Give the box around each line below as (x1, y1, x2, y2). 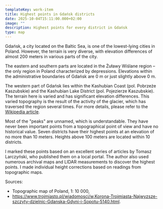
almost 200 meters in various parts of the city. (5, 54, 98, 59)
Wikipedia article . (5, 109, 40, 115)
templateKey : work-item (5, 7, 54, 12)
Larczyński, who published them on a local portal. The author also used (5, 154, 149, 159)
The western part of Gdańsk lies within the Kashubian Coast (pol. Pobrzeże (5, 83, 156, 88)
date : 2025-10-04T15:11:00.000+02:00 (5, 16, 82, 21)
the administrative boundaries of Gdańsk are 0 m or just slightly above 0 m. (5, 74, 156, 79)
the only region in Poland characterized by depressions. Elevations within (5, 68, 152, 74)
